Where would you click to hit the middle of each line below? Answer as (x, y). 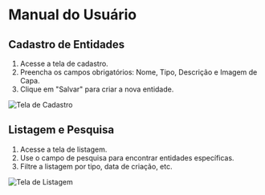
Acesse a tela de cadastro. (64, 63)
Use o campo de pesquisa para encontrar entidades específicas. (127, 157)
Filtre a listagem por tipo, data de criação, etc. (96, 166)
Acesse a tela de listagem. (63, 149)
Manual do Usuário (73, 15)
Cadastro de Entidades (67, 45)
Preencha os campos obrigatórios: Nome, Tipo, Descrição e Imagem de (139, 72)
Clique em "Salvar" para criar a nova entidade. (97, 89)
